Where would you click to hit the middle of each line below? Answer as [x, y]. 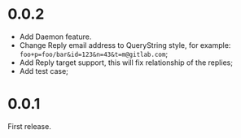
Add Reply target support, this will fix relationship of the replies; [126, 63]
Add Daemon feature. [55, 37]
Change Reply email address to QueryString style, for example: [125, 45]
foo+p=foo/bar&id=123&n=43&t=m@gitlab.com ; [94, 54]
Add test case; [44, 71]
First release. [30, 126]
